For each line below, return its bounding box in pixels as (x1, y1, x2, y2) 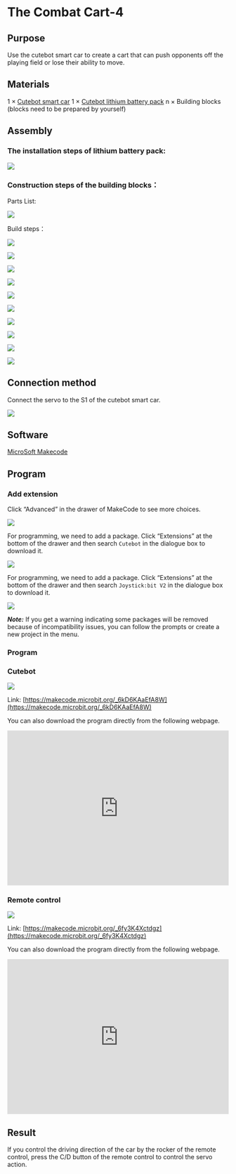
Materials (7, 79, 50, 91)
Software (7, 429, 48, 441)
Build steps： (7, 224, 46, 232)
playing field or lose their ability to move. (7, 58, 125, 67)
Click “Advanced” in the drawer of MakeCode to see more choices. (7, 505, 202, 513)
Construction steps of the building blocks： (7, 180, 159, 190)
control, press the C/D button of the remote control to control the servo (7, 1153, 213, 1161)
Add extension (7, 489, 58, 499)
